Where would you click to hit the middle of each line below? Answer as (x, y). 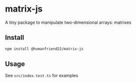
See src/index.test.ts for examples (42, 76)
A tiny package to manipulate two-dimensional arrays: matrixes (68, 22)
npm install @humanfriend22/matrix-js (44, 49)
